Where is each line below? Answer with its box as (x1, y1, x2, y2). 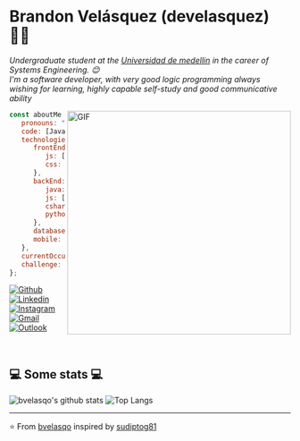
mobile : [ (32, 235, 70, 244)
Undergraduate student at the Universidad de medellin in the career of (9, 55, 270, 65)
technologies (21, 135, 70, 144)
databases (32, 226, 70, 236)
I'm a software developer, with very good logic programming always (9, 73, 261, 84)
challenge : (21, 259, 62, 269)
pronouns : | (21, 118, 87, 127)
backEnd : (32, 176, 66, 185)
